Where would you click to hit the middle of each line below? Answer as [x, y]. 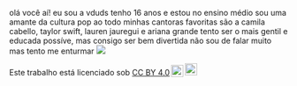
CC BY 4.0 [151, 72]
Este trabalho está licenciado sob [70, 72]
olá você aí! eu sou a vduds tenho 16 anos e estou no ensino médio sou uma [148, 13]
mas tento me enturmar [52, 51]
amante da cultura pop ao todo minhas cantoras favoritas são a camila [137, 22]
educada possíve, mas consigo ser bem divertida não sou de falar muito [141, 40]
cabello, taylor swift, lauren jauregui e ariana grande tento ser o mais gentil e [148, 31]
